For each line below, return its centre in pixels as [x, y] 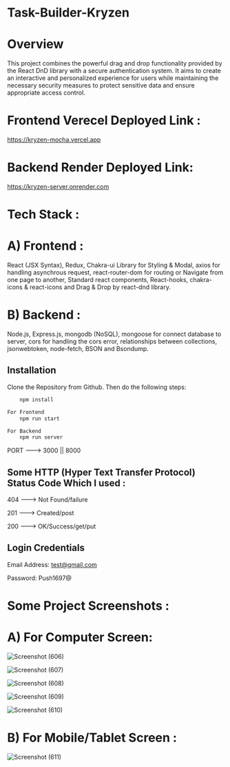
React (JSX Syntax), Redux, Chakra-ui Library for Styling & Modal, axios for [114, 265]
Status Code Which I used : [66, 483]
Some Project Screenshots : [88, 606]
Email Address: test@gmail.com [52, 564]
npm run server [41, 437]
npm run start [40, 419]
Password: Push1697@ [40, 578]
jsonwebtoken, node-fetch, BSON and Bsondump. [78, 349]
